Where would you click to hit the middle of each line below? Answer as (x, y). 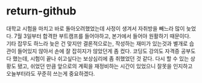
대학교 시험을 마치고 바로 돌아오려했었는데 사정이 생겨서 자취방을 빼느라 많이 (96, 28)
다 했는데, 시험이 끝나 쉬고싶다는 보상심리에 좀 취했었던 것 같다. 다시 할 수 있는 (98, 58)
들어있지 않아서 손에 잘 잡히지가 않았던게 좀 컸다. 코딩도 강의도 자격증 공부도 (106, 51)
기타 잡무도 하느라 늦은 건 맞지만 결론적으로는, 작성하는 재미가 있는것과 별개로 (97, 43)
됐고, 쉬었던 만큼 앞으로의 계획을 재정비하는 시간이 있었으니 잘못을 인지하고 (105, 66)
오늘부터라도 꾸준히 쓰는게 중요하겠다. (51, 73)
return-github (41, 11)
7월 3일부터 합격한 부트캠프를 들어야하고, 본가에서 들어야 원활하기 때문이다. (103, 36)
